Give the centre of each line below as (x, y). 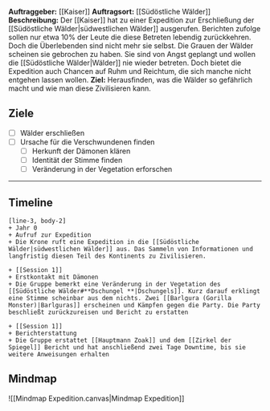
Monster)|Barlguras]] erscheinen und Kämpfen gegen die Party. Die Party (135, 305)
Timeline (31, 203)
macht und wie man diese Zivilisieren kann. (80, 88)
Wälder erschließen (52, 132)
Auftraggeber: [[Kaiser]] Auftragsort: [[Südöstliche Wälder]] (110, 12)
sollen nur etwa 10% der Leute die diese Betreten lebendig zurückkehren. (130, 37)
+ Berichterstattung (43, 333)
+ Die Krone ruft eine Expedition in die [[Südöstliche (104, 242)
